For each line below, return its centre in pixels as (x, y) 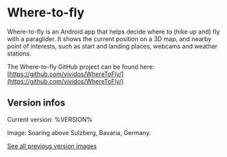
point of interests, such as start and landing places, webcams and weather (112, 46)
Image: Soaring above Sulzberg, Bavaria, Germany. (79, 132)
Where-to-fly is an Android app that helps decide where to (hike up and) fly (114, 32)
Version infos (36, 103)
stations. (19, 53)
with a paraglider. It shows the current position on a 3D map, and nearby (109, 38)
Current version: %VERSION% (50, 119)
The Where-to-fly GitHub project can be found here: (81, 67)
